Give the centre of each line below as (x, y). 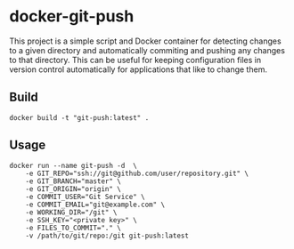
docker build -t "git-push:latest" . (79, 117)
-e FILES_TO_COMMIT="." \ (73, 228)
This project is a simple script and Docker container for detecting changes (146, 41)
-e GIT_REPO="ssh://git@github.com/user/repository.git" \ (137, 173)
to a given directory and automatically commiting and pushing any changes (147, 50)
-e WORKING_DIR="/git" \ (71, 212)
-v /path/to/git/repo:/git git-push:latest (107, 236)
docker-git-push (72, 16)
